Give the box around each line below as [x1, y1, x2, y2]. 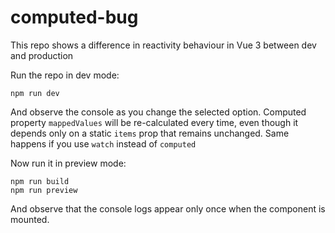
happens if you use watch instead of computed [10, 137, 197, 150]
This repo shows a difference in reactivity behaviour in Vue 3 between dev [10, 39, 317, 51]
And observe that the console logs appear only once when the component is [10, 202, 326, 215]
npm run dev [10, 88, 60, 98]
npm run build [10, 176, 70, 186]
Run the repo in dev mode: [10, 69, 120, 81]
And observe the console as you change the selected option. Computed [10, 106, 307, 118]
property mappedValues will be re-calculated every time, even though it [10, 116, 299, 128]
